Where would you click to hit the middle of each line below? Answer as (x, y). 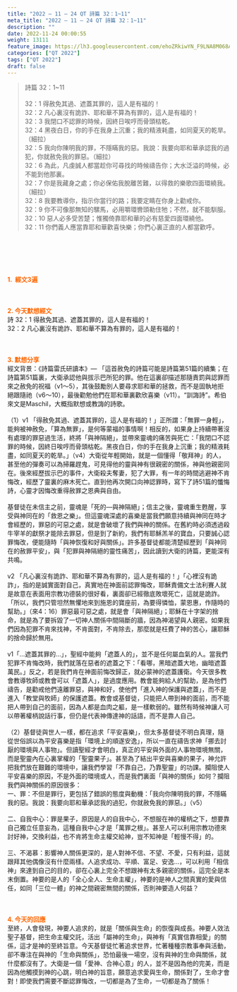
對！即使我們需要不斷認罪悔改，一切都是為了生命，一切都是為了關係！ (109, 981)
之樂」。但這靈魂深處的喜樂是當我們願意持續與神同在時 (141, 515)
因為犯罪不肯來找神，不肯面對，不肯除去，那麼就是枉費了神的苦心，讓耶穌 (121, 629)
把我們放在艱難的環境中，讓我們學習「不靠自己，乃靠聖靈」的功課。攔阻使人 (119, 767)
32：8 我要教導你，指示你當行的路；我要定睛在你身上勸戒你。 (115, 200)
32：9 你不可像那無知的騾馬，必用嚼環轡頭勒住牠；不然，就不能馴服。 (127, 209)
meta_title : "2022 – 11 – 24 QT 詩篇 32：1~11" (77, 20)
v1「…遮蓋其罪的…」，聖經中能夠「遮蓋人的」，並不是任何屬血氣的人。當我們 (117, 654)
